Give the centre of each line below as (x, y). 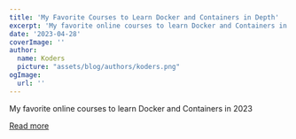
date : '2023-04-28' (45, 34)
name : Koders (41, 58)
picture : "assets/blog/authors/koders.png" (98, 67)
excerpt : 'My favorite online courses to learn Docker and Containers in (148, 26)
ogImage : (25, 75)
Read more (29, 126)
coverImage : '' (37, 42)
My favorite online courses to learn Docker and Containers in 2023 (131, 108)
